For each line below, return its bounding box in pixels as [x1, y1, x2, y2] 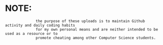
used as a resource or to [5, 31, 58, 36]
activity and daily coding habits [5, 22, 76, 28]
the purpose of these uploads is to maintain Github [36, 19, 145, 23]
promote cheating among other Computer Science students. [36, 35, 156, 40]
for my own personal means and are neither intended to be [36, 27, 159, 32]
